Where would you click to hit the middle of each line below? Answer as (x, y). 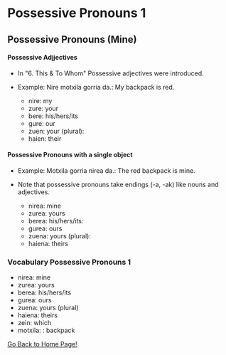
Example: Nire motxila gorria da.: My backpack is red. (96, 87)
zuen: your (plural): (56, 131)
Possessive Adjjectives (43, 58)
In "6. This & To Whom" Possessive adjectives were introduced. (111, 73)
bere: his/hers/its (53, 116)
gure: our (42, 123)
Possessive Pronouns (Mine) (72, 39)
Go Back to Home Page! (42, 344)
